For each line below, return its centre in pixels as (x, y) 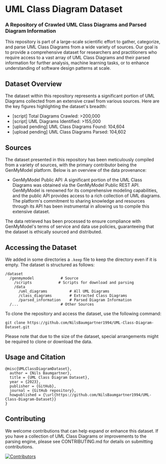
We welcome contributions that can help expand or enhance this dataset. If (82, 431)
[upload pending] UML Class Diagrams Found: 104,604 (68, 127)
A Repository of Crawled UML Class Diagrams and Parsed (76, 25)
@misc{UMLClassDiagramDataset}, (38, 369)
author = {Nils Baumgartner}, (41, 373)
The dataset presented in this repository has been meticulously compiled (80, 160)
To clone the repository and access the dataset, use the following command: (83, 313)
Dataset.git (17, 327)
